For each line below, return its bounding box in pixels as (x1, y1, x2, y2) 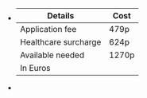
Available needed (19, 49, 85, 61)
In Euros (19, 63, 51, 73)
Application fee (19, 24, 77, 34)
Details (47, 10, 75, 21)
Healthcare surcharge (19, 37, 102, 47)
